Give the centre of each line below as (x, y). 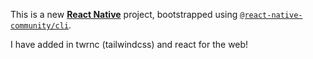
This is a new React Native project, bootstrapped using (124, 14)
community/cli (40, 26)
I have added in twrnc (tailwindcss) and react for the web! (129, 44)
